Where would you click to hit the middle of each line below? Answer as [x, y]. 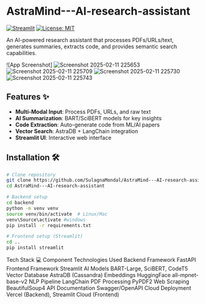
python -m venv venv [33, 208]
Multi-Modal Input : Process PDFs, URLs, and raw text [83, 112]
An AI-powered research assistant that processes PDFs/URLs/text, [90, 40]
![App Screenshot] [30, 65]
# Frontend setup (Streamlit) [45, 236]
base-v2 [17, 281]
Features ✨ [28, 97]
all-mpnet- [185, 275]
